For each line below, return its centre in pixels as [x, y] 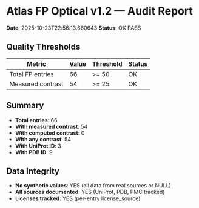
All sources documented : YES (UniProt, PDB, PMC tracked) [90, 192]
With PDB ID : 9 [34, 152]
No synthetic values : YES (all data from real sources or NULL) [93, 186]
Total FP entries [32, 74]
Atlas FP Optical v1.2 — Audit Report [99, 11]
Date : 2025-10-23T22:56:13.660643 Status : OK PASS [74, 28]
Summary [25, 106]
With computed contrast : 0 [50, 133]
